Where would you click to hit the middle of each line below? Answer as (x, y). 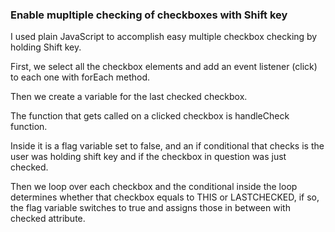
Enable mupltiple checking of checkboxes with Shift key (149, 15)
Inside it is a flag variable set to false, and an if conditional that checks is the (167, 146)
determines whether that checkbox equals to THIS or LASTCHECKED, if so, (165, 197)
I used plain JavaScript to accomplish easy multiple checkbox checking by (164, 37)
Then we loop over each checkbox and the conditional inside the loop (154, 187)
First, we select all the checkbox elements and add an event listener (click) (164, 67)
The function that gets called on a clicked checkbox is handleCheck (150, 116)
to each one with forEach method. (80, 77)
